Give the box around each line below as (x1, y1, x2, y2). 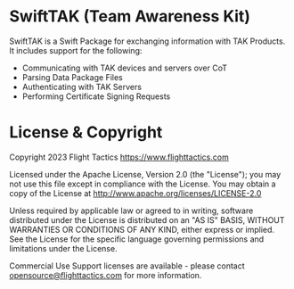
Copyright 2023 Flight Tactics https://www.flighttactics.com (9, 152, 229, 162)
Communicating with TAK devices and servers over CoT (21, 62, 228, 73)
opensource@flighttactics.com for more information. (9, 269, 202, 280)
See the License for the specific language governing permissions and (9, 234, 265, 244)
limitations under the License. (9, 243, 118, 253)
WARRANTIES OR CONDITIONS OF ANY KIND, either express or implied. (9, 224, 274, 235)
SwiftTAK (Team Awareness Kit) (9, 6, 251, 27)
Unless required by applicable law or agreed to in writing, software (9, 205, 254, 216)
